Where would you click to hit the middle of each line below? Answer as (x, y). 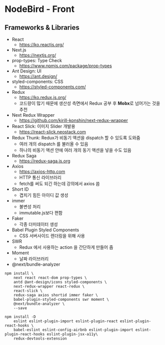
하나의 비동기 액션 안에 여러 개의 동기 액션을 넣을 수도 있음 (75, 150)
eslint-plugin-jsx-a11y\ (72, 334)
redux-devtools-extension (40, 339)
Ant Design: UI (27, 71)
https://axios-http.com (42, 172)
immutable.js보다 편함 (41, 213)
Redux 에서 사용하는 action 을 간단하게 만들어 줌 (66, 247)
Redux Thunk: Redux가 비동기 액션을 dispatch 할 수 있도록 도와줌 (76, 138)
